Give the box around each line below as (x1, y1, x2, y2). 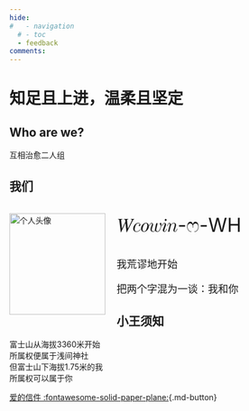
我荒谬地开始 (116, 258, 178, 270)
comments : (9, 47, 47, 56)
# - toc (17, 30, 47, 39)
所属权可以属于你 (9, 373, 73, 384)
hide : (9, 13, 30, 23)
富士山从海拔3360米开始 (9, 339, 101, 350)
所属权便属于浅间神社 (9, 351, 88, 361)
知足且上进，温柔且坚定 (9, 88, 184, 109)
